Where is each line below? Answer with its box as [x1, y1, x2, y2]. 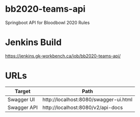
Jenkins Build [5, 37, 62, 48]
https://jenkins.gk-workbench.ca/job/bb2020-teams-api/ [5, 53, 121, 59]
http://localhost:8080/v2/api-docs [42, 104, 123, 111]
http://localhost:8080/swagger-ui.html [42, 96, 133, 103]
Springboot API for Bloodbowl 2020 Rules [5, 20, 90, 25]
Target [14, 88, 31, 94]
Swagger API [7, 104, 38, 111]
